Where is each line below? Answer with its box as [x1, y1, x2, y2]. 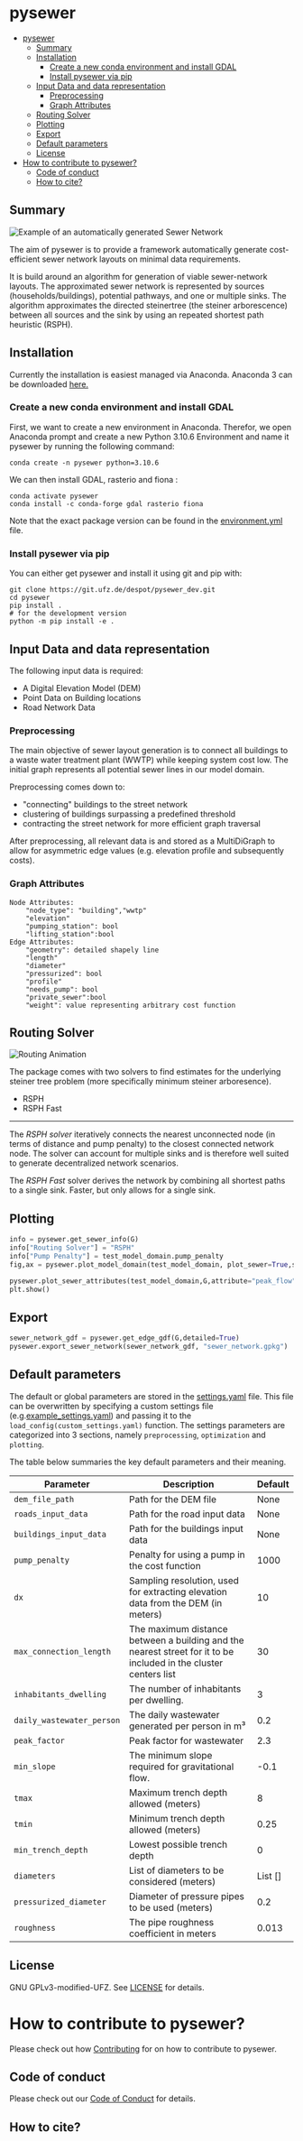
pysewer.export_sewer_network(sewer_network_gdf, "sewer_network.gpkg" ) [9, 1343, 289, 1352]
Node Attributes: [9, 898, 75, 907]
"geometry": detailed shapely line [25, 946, 160, 955]
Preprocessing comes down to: [9, 781, 125, 792]
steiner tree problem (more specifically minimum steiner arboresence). [9, 1076, 272, 1087]
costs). [9, 855, 35, 866]
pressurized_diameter [14, 1896, 106, 1906]
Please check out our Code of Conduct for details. [9, 2093, 197, 2104]
